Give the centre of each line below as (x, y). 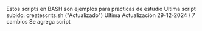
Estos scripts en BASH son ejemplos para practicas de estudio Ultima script (101, 9)
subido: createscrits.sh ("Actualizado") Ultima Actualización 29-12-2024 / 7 (101, 15)
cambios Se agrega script (39, 22)
